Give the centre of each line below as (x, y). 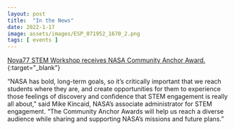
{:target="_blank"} (34, 68)
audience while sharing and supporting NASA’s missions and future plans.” (116, 119)
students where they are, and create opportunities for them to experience (114, 89)
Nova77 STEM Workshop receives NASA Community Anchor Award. (107, 60)
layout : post (26, 14)
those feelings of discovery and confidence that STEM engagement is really (117, 97)
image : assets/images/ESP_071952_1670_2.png (74, 34)
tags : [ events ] (33, 40)
